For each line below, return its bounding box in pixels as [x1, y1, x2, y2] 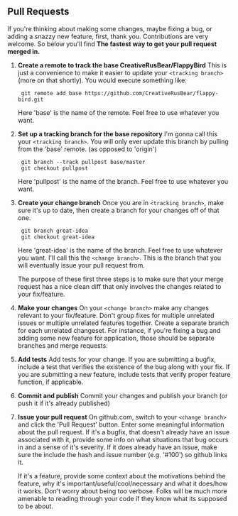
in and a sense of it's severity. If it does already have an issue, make [17, 443, 218, 451]
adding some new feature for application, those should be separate [17, 334, 215, 342]
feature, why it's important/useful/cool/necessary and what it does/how [17, 479, 228, 488]
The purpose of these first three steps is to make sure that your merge [17, 275, 224, 283]
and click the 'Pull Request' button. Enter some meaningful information [17, 420, 225, 429]
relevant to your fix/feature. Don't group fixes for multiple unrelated [17, 311, 215, 319]
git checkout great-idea [21, 234, 94, 241]
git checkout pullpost [21, 165, 89, 172]
